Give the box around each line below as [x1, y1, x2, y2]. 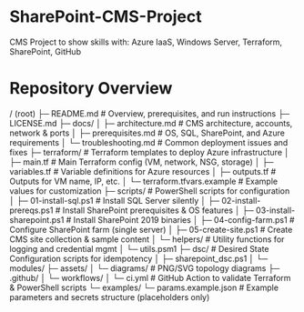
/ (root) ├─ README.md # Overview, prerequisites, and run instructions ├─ [9, 107, 290, 119]
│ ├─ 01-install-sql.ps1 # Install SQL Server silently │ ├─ [9, 195, 220, 206]
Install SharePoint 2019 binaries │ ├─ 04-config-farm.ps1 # [73, 214, 295, 225]
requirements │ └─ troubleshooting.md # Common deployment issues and [9, 136, 289, 147]
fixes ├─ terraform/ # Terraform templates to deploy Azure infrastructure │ [9, 146, 289, 157]
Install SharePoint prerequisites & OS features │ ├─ [62, 205, 255, 216]
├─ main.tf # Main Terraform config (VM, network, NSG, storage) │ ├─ [9, 156, 275, 167]
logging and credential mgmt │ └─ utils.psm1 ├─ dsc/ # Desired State [9, 243, 269, 254]
